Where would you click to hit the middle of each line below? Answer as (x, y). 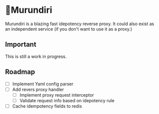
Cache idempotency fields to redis (47, 106)
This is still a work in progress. (36, 56)
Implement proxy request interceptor (57, 95)
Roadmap (20, 72)
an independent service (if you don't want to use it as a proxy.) (69, 29)
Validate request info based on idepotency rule (67, 100)
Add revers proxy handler (38, 89)
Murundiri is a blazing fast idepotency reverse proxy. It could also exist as (79, 24)
